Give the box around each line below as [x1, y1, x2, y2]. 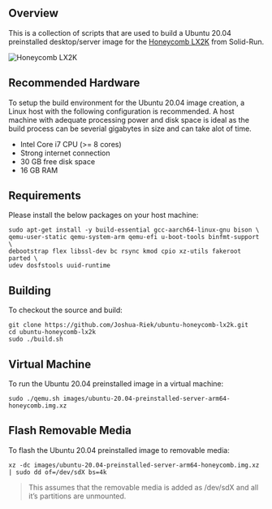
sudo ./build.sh [8, 335, 63, 344]
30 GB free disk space [19, 156, 96, 166]
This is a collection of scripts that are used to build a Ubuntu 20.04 [8, 28, 231, 37]
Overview [8, 7, 59, 20]
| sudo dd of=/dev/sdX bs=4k [8, 468, 107, 476]
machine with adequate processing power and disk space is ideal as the [8, 115, 250, 124]
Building [8, 284, 51, 298]
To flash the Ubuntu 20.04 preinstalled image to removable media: [8, 445, 230, 455]
